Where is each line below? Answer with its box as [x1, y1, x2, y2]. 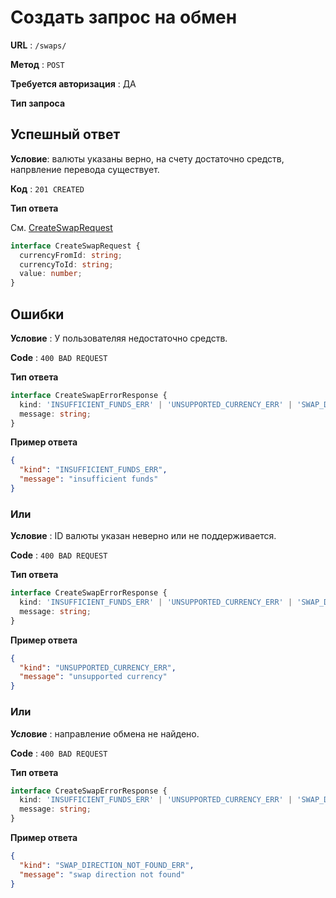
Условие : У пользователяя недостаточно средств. [10, 332, 228, 344]
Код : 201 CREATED [10, 182, 85, 195]
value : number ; [19, 269, 83, 279]
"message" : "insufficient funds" [19, 474, 159, 485]
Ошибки [10, 306, 65, 323]
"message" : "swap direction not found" [19, 869, 186, 880]
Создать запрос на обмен [10, 6, 238, 29]
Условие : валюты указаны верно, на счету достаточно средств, [10, 152, 285, 165]
